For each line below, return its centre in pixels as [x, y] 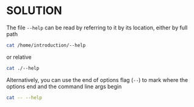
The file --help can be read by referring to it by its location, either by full [97, 28]
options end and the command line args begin [64, 86]
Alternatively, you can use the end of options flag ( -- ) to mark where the [97, 79]
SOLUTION [34, 11]
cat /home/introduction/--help [46, 45]
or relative [19, 57]
